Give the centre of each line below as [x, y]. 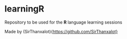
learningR [24, 9]
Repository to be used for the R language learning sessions [63, 22]
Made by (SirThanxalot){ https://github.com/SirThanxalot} [61, 31]
